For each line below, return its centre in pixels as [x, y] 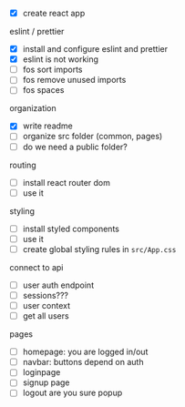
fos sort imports [53, 70]
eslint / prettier [37, 32]
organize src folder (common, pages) [92, 137]
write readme [47, 126]
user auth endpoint [58, 285]
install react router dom [67, 182]
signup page [46, 382]
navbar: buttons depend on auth [83, 362]
